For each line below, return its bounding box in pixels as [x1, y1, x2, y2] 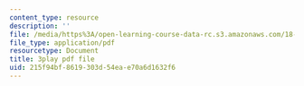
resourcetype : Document [9, 47, 100, 56]
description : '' [9, 21, 71, 30]
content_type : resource [9, 13, 100, 22]
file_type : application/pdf [9, 38, 116, 47]
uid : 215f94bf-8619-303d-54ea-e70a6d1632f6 [9, 64, 176, 73]
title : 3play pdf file [9, 55, 95, 64]
